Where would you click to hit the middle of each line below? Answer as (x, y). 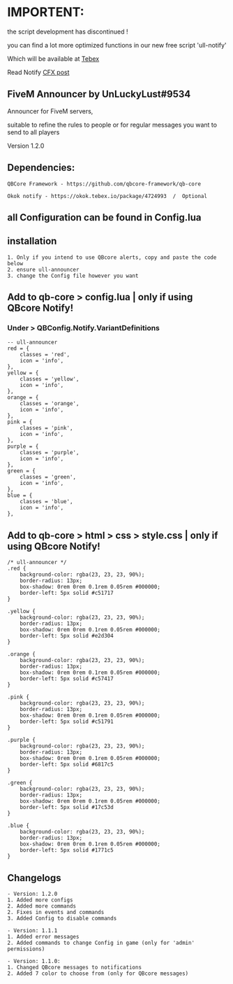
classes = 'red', (45, 355)
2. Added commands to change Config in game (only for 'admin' (101, 943)
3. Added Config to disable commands (62, 919)
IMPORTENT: (46, 12)
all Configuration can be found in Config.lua (104, 217)
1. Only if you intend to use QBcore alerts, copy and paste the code (112, 257)
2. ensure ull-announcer (43, 269)
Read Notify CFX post (38, 72)
